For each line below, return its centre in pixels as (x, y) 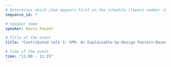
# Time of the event (27, 52)
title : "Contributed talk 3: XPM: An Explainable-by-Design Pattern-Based (86, 43)
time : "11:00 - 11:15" (29, 56)
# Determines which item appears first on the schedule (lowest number (83, 10)
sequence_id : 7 (21, 15)
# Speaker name (21, 24)
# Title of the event (28, 38)
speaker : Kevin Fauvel (29, 28)
